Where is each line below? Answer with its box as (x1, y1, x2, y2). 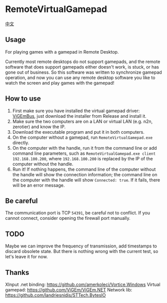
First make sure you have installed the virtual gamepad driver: (12, 108, 140, 114)
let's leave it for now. (5, 254, 48, 260)
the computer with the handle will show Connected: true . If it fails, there (12, 177, 160, 183)
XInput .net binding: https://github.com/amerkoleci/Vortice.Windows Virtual (5, 281, 161, 287)
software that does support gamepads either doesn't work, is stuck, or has (5, 64, 159, 70)
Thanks (5, 268, 29, 276)
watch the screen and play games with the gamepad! (5, 80, 114, 86)
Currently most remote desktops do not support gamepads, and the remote (5, 59, 160, 65)
